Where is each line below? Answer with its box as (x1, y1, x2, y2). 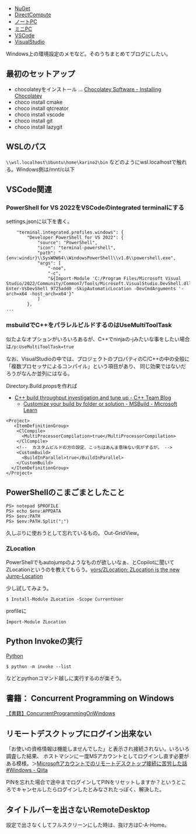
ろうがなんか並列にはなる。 (6, 370, 73, 377)
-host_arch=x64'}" (29, 291, 75, 297)
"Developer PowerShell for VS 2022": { (27, 235, 124, 241)
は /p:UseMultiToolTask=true (6, 342, 74, 350)
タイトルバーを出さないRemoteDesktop (6, 805, 150, 815)
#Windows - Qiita (6, 767, 48, 774)
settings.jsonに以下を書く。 (6, 218, 73, 225)
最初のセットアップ (6, 69, 75, 79)
